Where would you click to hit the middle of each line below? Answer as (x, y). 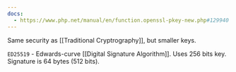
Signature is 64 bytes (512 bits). (54, 61)
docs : (15, 14)
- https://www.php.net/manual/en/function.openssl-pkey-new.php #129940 (122, 20)
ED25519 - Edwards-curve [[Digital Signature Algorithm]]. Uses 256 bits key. (117, 54)
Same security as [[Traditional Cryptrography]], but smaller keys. (102, 40)
